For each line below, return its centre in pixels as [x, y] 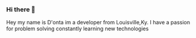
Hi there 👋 [21, 9]
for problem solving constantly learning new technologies [78, 28]
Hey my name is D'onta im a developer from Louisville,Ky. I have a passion [98, 23]
